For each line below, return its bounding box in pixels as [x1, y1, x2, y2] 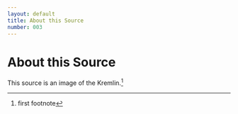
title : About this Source [7, 17, 84, 24]
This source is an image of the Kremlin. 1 [7, 77, 124, 87]
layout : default [7, 10, 55, 18]
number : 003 [7, 23, 42, 30]
